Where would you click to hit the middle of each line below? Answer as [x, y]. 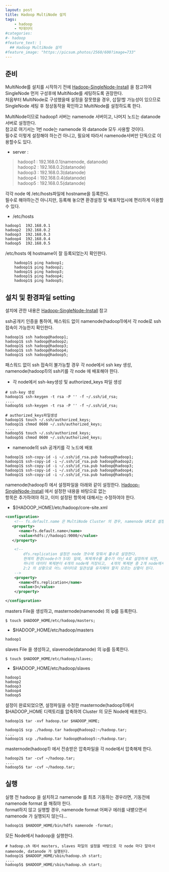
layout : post [19, 10]
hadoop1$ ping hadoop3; [39, 272]
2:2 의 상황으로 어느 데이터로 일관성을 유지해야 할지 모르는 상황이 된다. [89, 568]
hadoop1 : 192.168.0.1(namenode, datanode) [63, 162]
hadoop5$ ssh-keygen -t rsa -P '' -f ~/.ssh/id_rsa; [62, 406]
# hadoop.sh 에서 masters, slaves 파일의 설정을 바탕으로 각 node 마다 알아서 [80, 846]
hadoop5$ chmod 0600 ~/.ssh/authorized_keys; [54, 438]
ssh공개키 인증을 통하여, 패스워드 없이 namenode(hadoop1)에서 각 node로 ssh [83, 321]
